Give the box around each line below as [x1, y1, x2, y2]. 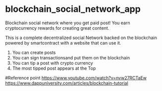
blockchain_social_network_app [5, 3, 141, 15]
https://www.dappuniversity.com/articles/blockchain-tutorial [5, 80, 129, 86]
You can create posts [12, 49, 56, 55]
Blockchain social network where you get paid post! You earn [5, 20, 130, 26]
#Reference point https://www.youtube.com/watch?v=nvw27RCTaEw [5, 75, 147, 81]
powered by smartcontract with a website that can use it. [5, 40, 121, 45]
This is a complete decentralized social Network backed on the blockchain [5, 35, 157, 41]
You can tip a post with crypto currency [12, 60, 93, 66]
